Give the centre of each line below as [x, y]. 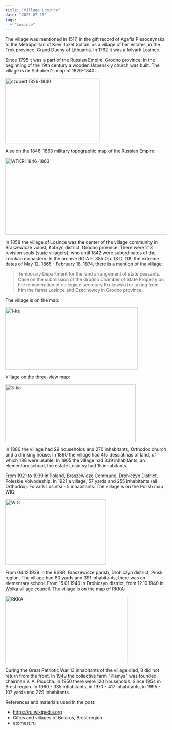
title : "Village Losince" [33, 10]
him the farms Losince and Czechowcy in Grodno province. [80, 290]
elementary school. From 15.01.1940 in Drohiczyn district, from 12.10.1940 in [84, 583]
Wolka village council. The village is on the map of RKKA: [65, 589]
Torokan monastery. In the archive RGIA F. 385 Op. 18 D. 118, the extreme [82, 259]
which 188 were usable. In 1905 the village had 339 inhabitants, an [75, 460]
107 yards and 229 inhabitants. [38, 692]
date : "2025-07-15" [26, 15]
